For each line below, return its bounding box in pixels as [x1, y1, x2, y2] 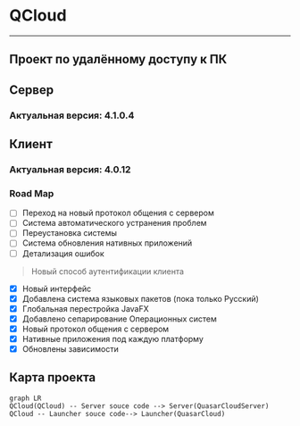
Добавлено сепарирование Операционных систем [21, 313, 217, 324]
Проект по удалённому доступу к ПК [9, 52, 228, 67]
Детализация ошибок [21, 247, 104, 259]
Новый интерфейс [21, 283, 92, 294]
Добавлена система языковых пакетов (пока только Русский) [21, 293, 259, 304]
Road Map [9, 187, 54, 199]
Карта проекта [9, 370, 96, 385]
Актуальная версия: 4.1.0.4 [9, 109, 135, 121]
